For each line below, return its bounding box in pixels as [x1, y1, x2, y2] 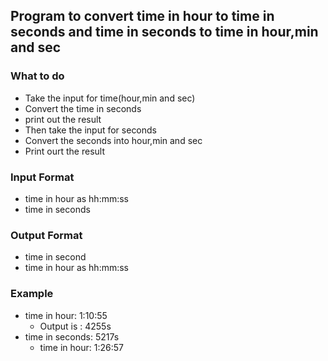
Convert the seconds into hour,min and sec [24, 134, 203, 146]
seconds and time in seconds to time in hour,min [10, 24, 319, 41]
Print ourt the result [24, 145, 106, 157]
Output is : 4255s [39, 320, 112, 332]
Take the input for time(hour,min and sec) [24, 92, 196, 104]
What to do [10, 69, 65, 83]
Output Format [10, 228, 83, 242]
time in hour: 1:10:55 [24, 309, 108, 321]
